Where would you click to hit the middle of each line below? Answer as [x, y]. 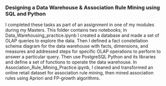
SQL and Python [26, 14]
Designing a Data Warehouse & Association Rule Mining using [83, 8]
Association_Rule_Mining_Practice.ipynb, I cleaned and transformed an [79, 67]
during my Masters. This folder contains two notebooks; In [66, 30]
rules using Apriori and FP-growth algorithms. [53, 78]
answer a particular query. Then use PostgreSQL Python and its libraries [80, 57]
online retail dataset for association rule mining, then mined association [79, 73]
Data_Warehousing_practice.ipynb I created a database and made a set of [82, 35]
